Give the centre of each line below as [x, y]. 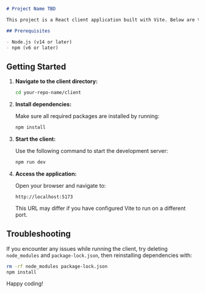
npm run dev [30, 162]
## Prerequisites [28, 31]
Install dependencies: [43, 105]
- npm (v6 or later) [33, 48]
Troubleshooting [39, 234]
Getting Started [36, 66]
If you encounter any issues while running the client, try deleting [87, 248]
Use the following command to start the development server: [92, 150]
